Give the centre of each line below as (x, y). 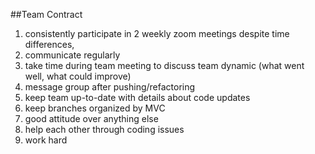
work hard (46, 140)
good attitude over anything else (91, 118)
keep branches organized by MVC (95, 108)
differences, (49, 44)
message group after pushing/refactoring (110, 87)
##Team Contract (46, 14)
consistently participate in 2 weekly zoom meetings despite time (157, 33)
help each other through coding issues (104, 129)
